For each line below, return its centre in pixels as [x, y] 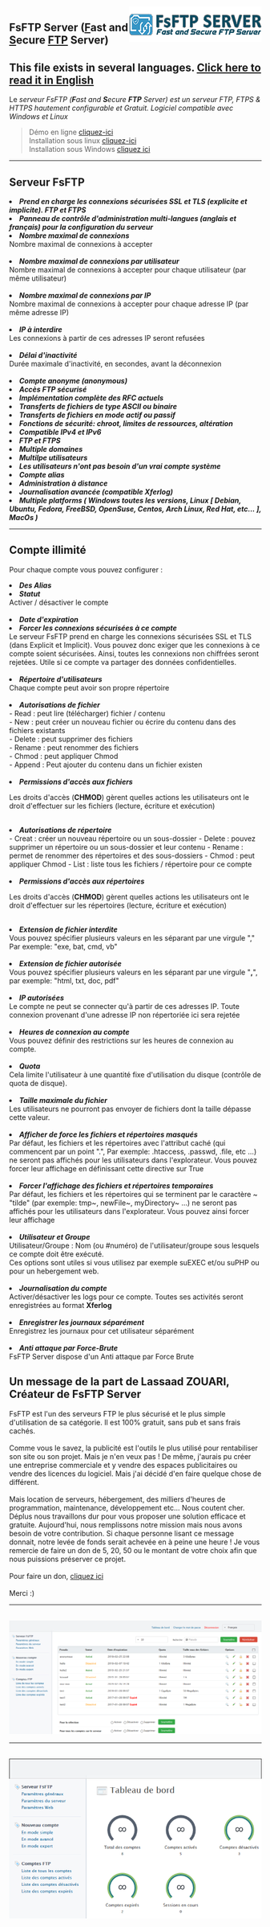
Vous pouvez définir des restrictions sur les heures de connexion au [121, 1040]
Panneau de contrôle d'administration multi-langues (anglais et [128, 219]
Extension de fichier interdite [69, 929]
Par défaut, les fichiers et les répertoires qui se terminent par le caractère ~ [134, 1194]
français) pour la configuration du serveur [81, 228]
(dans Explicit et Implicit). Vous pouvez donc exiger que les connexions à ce [135, 645]
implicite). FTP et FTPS [48, 210]
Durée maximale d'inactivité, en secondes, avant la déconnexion [115, 364]
